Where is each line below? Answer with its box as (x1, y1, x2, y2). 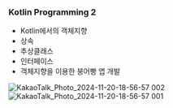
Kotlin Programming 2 (8, 6, 97, 18)
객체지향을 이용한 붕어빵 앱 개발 (19, 67, 120, 76)
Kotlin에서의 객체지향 (19, 26, 88, 36)
